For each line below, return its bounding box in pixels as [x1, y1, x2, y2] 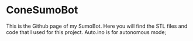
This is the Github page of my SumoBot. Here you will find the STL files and [6, 23, 188, 29]
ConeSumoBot [6, 3, 78, 17]
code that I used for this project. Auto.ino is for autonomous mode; [6, 28, 167, 35]
